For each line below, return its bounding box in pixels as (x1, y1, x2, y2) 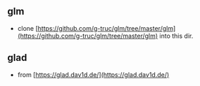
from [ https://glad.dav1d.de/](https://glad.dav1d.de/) (17, 70, 170, 79)
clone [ (17, 24, 39, 32)
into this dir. (159, 31, 194, 40)
